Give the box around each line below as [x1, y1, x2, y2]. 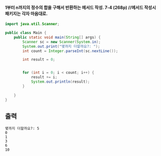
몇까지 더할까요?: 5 [5, 126, 40, 131]
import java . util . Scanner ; [5, 22, 60, 27]
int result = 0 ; [22, 57, 55, 62]
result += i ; [31, 75, 57, 80]
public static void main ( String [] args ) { [14, 35, 101, 40]
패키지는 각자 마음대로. [5, 10, 48, 17]
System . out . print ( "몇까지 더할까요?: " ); [22, 44, 100, 49]
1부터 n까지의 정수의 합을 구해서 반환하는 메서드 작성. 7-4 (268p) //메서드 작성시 [5, 4, 156, 10]
